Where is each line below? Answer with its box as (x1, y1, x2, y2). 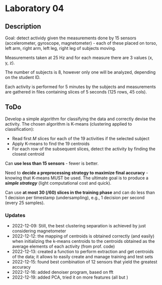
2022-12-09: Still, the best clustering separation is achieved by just (12, 223, 146, 229)
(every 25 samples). (5, 200, 45, 206)
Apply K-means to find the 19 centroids (12, 141, 90, 146)
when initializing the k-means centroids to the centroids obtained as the (12, 238, 155, 244)
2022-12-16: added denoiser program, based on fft (12, 269, 114, 275)
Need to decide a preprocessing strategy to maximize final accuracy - (5, 170, 148, 175)
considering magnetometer (12, 228, 66, 234)
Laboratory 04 (5, 3, 64, 14)
